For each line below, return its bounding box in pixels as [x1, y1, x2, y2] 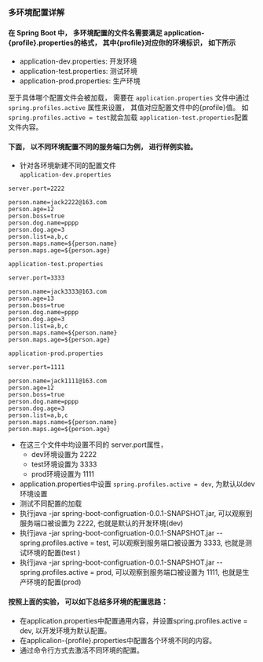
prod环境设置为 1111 [31, 470, 94, 479]
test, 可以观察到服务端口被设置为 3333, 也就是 [96, 538, 246, 547]
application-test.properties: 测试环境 [19, 67, 137, 76]
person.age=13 [8, 294, 55, 303]
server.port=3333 [8, 274, 65, 282]
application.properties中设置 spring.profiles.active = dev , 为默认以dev [19, 479, 255, 488]
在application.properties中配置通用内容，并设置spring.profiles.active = [19, 616, 248, 625]
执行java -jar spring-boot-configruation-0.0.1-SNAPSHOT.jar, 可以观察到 [19, 509, 253, 518]
